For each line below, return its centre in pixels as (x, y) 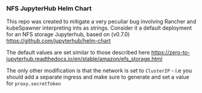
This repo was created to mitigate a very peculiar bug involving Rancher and (101, 22)
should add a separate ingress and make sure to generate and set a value (98, 77)
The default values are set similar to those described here (78, 53)
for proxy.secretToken (34, 83)
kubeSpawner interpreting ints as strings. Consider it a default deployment (99, 28)
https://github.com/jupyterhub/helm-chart (58, 41)
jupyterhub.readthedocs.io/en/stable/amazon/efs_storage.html (84, 59)
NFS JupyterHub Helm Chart (49, 8)
